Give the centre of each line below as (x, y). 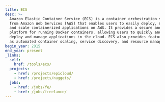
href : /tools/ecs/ (33, 64)
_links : (13, 55)
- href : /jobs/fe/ (33, 87)
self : (15, 60)
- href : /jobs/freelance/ (41, 92)
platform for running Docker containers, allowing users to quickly (81, 32)
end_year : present (24, 51)
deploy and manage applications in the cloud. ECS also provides (78, 37)
